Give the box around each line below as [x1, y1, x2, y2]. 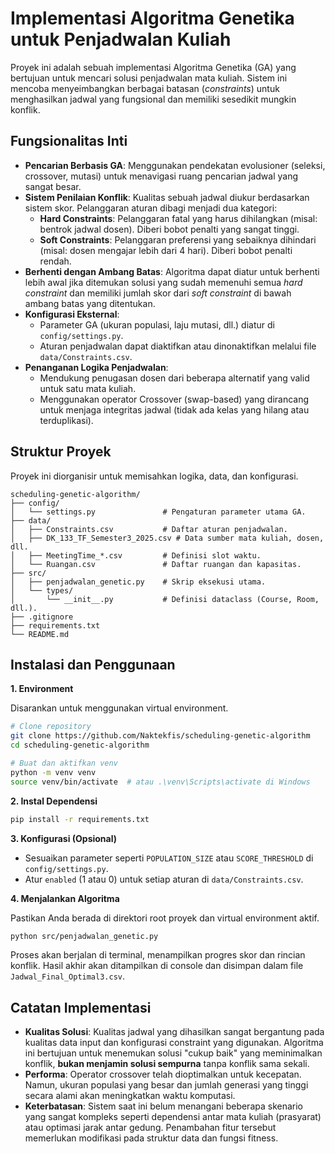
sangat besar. [24, 180, 82, 192]
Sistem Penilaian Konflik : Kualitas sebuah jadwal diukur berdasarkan [24, 191, 310, 203]
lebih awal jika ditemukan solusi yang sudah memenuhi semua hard [24, 276, 303, 288]
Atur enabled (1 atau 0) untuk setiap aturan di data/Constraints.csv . [24, 873, 304, 885]
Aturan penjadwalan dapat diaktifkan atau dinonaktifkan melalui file [39, 340, 317, 352]
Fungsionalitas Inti [10, 133, 128, 150]
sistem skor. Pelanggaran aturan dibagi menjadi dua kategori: [24, 202, 278, 214]
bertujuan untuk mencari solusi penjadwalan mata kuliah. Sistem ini [10, 72, 288, 84]
